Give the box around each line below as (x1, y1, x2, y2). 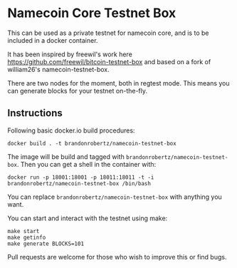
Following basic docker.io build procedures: (7, 126, 135, 135)
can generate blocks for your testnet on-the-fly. (7, 86, 148, 95)
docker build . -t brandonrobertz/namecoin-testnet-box (7, 140, 177, 147)
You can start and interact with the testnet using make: (7, 214, 168, 222)
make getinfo (7, 234, 46, 241)
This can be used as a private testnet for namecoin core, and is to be (7, 29, 209, 37)
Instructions (7, 107, 63, 119)
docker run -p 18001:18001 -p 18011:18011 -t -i (7, 173, 154, 181)
